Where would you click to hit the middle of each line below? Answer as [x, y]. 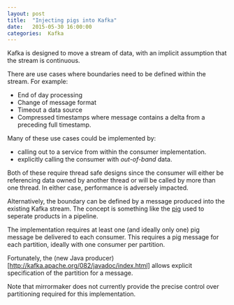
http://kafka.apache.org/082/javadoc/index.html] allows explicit [101, 266]
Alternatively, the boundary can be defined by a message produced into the [116, 201]
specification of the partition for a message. [70, 273]
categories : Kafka [36, 33]
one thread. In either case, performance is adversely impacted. [98, 188]
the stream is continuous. [44, 61]
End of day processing [50, 95]
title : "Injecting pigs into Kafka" [62, 20]
